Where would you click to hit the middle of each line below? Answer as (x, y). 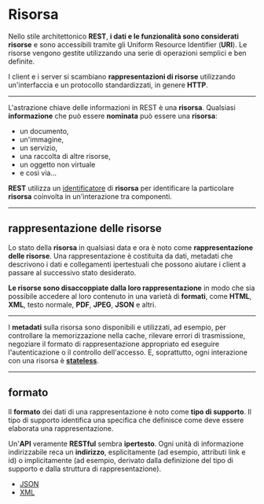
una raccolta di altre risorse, (65, 156)
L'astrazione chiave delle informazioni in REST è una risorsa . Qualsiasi (122, 107)
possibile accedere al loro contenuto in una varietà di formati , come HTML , (130, 296)
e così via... (38, 173)
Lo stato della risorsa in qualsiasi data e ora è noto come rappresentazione (131, 247)
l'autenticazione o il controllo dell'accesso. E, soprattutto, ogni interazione (128, 352)
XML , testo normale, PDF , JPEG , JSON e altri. (82, 304)
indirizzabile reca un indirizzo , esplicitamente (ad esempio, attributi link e (127, 452)
